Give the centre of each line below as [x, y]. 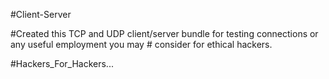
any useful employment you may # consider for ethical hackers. [141, 44]
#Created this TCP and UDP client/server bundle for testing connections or [164, 33]
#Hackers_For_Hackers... [62, 63]
